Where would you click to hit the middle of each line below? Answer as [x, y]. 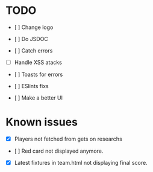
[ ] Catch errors [33, 50]
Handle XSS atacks [38, 62]
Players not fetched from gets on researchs [68, 139]
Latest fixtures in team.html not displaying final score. [81, 163]
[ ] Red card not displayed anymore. [59, 151]
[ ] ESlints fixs [31, 86]
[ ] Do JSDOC [31, 39]
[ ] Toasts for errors [39, 74]
